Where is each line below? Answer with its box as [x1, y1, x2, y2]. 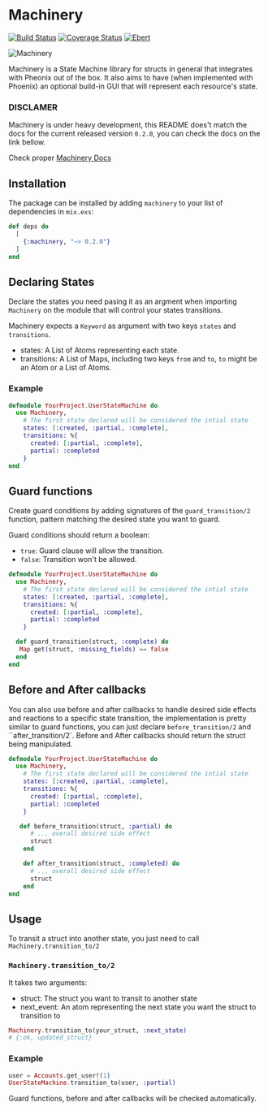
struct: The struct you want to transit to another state [19, 993, 197, 1003]
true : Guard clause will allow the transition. [19, 546, 164, 555]
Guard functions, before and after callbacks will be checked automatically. [8, 1094, 257, 1104]
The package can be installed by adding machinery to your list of [8, 198, 223, 208]
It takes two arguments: [8, 977, 88, 988]
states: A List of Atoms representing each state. [19, 345, 180, 355]
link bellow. [8, 137, 46, 147]
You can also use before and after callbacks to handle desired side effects [8, 704, 257, 714]
